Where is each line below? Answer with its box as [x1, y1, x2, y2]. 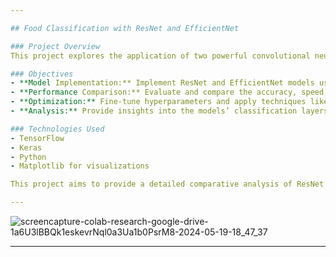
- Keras [10, 142, 43, 153]
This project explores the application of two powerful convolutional [10, 51, 311, 61]
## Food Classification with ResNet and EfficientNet [10, 23, 240, 33]
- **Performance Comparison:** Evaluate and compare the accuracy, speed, [10, 87, 329, 98]
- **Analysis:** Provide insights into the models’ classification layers [10, 106, 329, 116]
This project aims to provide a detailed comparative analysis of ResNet [10, 179, 325, 190]
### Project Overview [10, 41, 101, 51]
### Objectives [10, 69, 74, 79]
